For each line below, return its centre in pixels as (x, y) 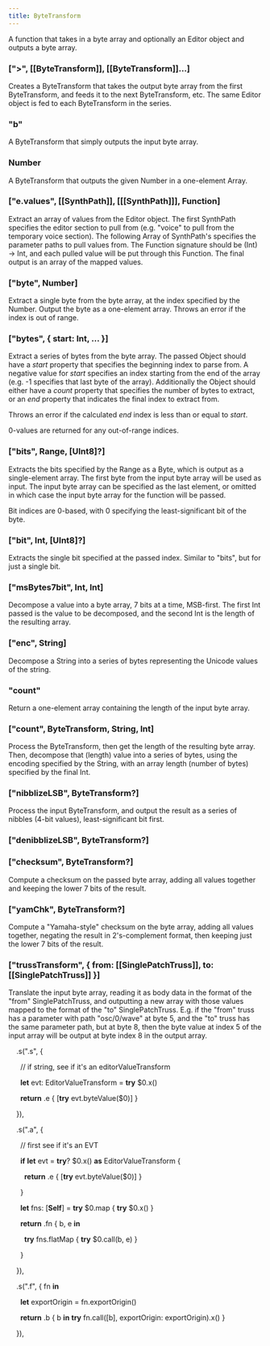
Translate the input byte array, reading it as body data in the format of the (130, 993)
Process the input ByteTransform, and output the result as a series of (123, 811)
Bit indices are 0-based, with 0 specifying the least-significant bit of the (128, 510)
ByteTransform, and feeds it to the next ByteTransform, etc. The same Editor (135, 95)
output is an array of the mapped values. (76, 262)
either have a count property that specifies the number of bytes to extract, (132, 391)
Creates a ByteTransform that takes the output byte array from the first (126, 86)
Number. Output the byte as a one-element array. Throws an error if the (127, 309)
